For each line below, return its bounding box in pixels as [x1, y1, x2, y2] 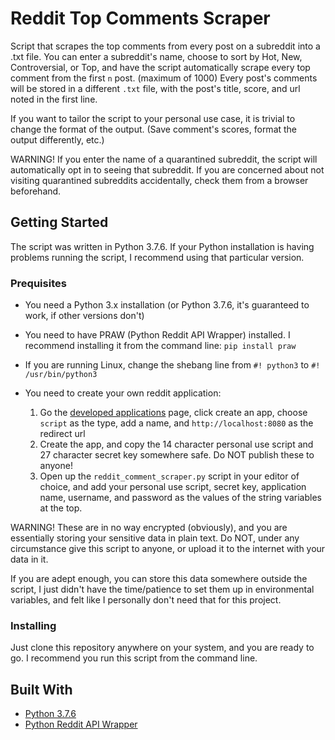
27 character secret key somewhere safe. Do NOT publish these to [39, 449, 315, 461]
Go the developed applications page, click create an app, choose [39, 407, 308, 419]
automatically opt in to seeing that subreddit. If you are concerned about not [10, 163, 325, 176]
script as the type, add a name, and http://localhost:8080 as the [39, 417, 314, 429]
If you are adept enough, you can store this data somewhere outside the [10, 573, 308, 585]
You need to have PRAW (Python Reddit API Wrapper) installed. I [24, 329, 291, 341]
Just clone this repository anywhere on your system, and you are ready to [10, 642, 315, 654]
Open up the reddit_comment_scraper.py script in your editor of [39, 470, 300, 482]
